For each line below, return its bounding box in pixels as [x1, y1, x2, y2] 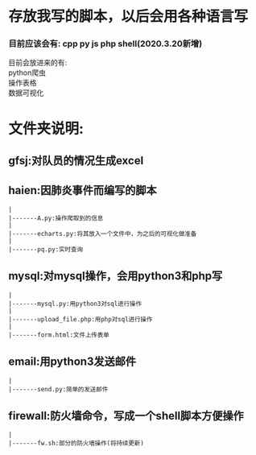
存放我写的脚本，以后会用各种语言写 [8, 7, 249, 26]
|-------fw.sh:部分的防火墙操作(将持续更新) [8, 440, 145, 448]
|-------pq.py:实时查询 [8, 245, 83, 254]
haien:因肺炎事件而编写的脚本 [8, 184, 157, 197]
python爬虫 [8, 68, 46, 77]
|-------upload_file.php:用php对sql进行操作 [8, 315, 153, 323]
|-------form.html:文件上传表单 [8, 331, 110, 339]
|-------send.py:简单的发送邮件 [8, 385, 109, 393]
